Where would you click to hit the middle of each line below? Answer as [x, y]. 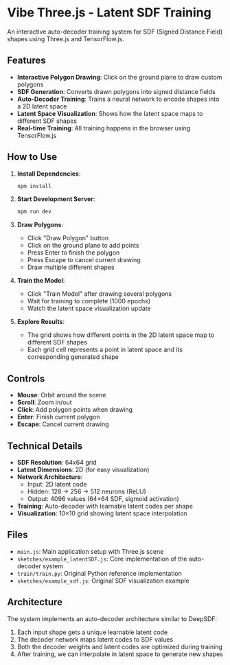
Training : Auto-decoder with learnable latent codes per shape [105, 506]
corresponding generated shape [73, 357]
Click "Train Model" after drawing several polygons [100, 294]
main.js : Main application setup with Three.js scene [90, 551]
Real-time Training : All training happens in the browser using [104, 128]
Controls [26, 378]
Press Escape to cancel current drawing [84, 260]
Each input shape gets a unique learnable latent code [92, 632]
